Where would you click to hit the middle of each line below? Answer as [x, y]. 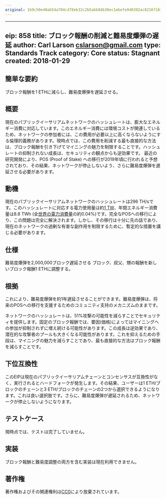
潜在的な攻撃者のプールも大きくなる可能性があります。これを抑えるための [81, 334]
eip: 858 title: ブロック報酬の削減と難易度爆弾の [79, 36]
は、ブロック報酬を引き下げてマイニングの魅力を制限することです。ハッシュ [83, 146]
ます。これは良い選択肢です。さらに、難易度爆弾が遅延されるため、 [74, 395]
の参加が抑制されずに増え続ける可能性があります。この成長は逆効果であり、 [83, 328]
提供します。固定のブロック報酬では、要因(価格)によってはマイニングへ [86, 322]
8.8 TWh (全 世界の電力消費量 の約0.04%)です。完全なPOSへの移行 [81, 214]
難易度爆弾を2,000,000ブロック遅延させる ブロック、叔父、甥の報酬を [77, 263]
